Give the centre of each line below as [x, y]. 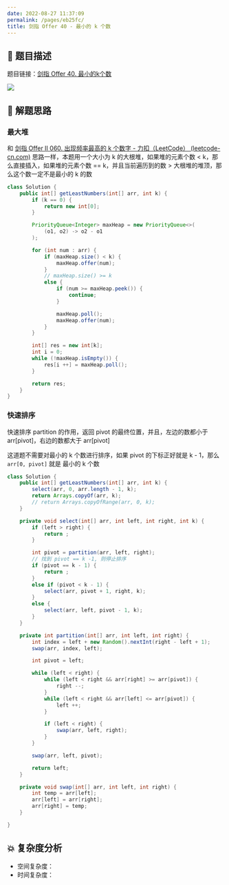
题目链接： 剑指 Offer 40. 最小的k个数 [59, 74]
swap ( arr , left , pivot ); [67, 756]
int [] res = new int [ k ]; [67, 346]
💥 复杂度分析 [35, 848]
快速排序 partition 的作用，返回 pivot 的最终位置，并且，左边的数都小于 [108, 432]
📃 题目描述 [29, 56]
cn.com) [19, 156]
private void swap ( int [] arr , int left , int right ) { [98, 787]
